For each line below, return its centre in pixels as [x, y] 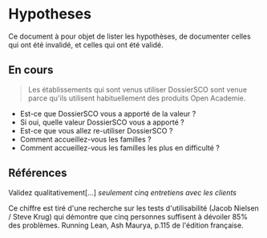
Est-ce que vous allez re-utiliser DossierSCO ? [96, 130]
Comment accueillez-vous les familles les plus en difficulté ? [120, 148]
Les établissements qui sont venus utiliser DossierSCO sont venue [137, 89]
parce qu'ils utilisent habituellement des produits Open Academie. [137, 98]
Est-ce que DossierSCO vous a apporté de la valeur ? [108, 113]
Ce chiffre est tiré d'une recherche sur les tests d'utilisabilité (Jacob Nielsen [133, 208]
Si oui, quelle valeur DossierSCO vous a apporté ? [102, 122]
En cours [31, 70]
